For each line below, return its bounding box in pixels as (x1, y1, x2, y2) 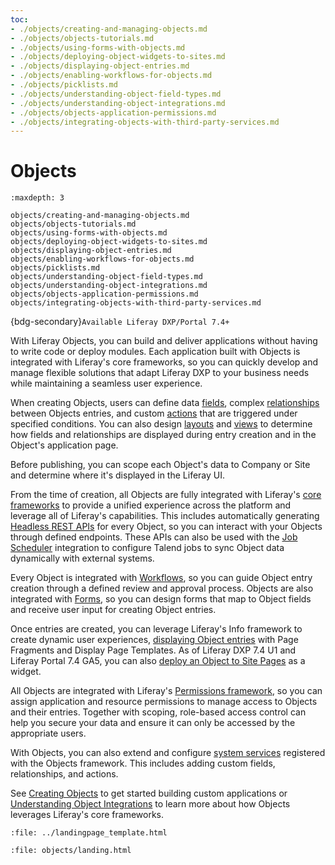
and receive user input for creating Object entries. (10, 604, 217, 616)
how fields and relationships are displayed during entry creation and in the (10, 429, 317, 441)
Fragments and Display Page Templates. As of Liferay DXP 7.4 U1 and (10, 644, 297, 656)
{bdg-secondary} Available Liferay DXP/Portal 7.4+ (10, 316, 230, 328)
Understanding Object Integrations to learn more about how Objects (10, 798, 291, 810)
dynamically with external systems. (10, 552, 155, 565)
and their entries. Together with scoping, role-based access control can (10, 706, 307, 718)
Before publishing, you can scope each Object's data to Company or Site (10, 459, 311, 471)
